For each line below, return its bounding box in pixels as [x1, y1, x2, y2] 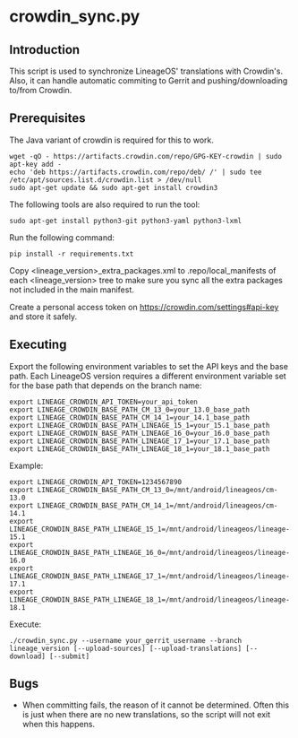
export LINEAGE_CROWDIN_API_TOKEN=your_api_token [9, 397, 199, 406]
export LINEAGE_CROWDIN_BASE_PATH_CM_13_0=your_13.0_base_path [9, 405, 251, 414]
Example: [9, 460, 44, 471]
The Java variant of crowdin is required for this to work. [9, 135, 215, 145]
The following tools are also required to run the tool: [9, 199, 200, 210]
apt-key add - [9, 160, 63, 169]
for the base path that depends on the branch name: [9, 379, 202, 391]
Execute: [9, 619, 42, 629]
